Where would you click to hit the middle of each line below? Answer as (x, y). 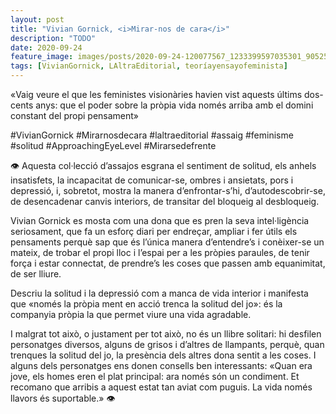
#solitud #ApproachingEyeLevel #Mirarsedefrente (113, 145)
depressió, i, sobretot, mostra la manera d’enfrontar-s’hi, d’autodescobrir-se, (168, 190)
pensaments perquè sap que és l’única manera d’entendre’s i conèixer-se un (167, 242)
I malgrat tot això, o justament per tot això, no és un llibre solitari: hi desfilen (166, 334)
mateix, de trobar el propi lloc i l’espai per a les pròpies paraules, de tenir (160, 252)
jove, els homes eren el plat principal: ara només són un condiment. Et (155, 376)
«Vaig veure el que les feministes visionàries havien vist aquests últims (156, 94)
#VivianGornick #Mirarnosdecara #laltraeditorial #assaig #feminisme (152, 135)
